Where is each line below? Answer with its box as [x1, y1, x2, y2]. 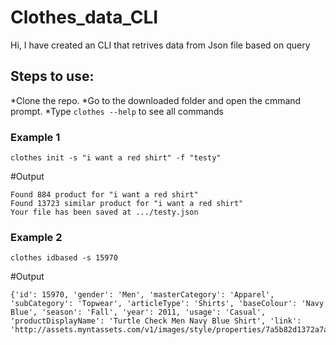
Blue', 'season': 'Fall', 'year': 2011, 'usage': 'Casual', [10, 307, 267, 318]
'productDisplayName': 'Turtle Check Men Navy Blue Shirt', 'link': [10, 316, 302, 326]
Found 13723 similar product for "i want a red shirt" [10, 199, 244, 209]
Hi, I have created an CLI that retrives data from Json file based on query [10, 39, 311, 51]
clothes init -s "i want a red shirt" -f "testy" [10, 153, 222, 163]
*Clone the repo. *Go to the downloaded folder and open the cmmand [10, 94, 302, 106]
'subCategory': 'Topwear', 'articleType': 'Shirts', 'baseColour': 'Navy [10, 299, 325, 309]
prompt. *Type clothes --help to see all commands [10, 105, 224, 117]
